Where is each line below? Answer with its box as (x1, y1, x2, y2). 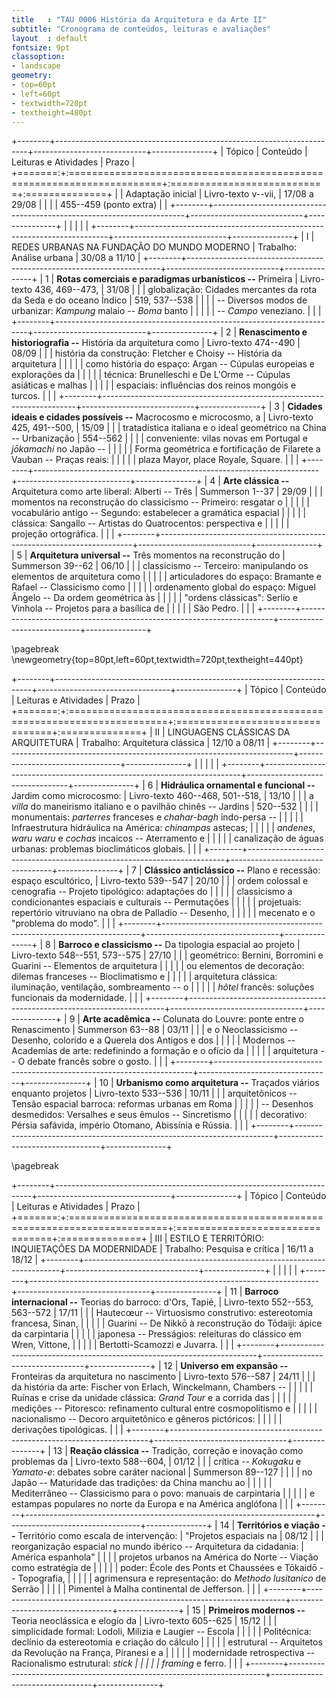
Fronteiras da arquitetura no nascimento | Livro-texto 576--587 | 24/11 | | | (11, 1371, 316, 1383)
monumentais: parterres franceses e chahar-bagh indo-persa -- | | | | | (11, 811, 304, 823)
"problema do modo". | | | (11, 917, 116, 930)
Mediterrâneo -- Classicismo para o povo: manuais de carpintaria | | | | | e (11, 1487, 316, 1500)
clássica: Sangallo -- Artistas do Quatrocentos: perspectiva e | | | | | (11, 517, 290, 530)
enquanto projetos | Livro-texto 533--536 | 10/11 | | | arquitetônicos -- (11, 1087, 298, 1100)
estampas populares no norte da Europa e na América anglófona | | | (11, 1498, 294, 1510)
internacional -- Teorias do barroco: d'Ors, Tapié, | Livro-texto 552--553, (11, 1296, 314, 1308)
